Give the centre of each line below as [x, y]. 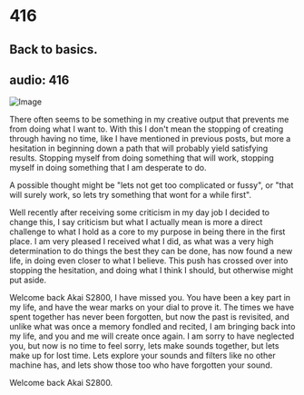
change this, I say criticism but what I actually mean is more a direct [136, 222]
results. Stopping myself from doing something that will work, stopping [142, 158]
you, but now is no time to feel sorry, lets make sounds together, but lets [144, 346]
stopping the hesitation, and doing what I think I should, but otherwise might [152, 271]
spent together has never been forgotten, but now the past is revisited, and [150, 317]
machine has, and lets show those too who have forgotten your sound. [141, 365]
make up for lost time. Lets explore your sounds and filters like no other [142, 356]
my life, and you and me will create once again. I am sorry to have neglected [152, 336]
